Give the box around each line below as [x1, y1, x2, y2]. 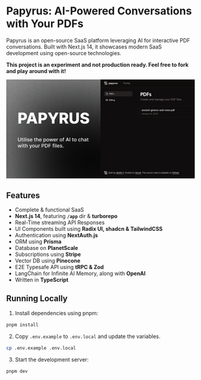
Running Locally [6, 294, 68, 304]
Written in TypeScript [14, 276, 69, 284]
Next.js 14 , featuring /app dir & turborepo [14, 213, 118, 220]
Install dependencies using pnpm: [14, 309, 99, 316]
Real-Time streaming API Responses [14, 219, 105, 226]
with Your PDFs [6, 17, 84, 31]
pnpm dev [6, 368, 28, 374]
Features [6, 190, 40, 200]
